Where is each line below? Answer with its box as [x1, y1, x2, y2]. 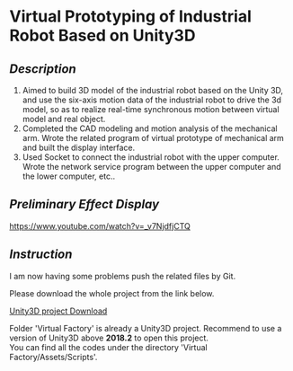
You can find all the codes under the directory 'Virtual [9, 341, 209, 352]
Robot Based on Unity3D [9, 25, 196, 46]
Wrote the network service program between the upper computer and [22, 162, 281, 172]
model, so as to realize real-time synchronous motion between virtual [22, 104, 280, 114]
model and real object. [22, 114, 106, 124]
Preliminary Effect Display [9, 197, 160, 212]
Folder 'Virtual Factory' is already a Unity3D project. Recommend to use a [9, 322, 282, 333]
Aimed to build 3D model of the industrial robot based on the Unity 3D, [22, 85, 284, 95]
